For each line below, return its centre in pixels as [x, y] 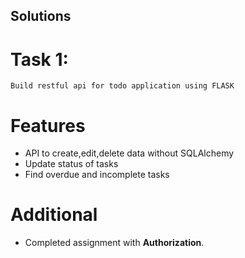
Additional [54, 215]
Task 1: [39, 59]
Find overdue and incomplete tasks [97, 175]
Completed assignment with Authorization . [114, 243]
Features [48, 125]
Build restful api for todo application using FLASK [122, 86]
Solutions [41, 16]
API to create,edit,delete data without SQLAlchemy [129, 153]
